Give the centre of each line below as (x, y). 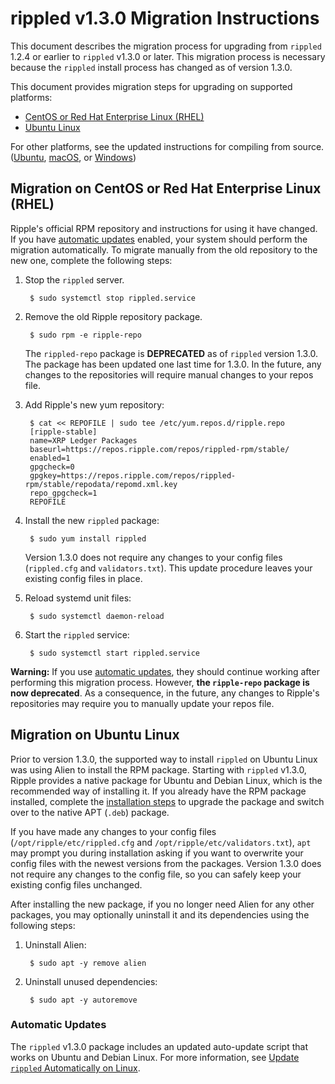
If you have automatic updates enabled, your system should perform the (159, 239)
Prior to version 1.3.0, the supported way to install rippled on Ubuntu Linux (164, 759)
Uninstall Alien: (55, 944)
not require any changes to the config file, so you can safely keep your (156, 874)
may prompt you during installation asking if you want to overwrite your (157, 853)
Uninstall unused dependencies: (91, 981)
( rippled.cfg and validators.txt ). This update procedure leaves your (168, 568)
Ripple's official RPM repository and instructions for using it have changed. (164, 228)
